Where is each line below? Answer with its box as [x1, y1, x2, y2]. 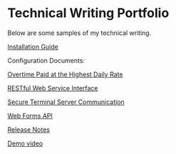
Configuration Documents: [7, 56, 86, 65]
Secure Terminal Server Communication [7, 98, 125, 106]
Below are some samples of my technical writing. [7, 29, 152, 37]
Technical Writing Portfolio [7, 5, 170, 21]
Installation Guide [7, 42, 58, 51]
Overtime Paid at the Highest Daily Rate [7, 70, 123, 78]
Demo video [7, 139, 43, 148]
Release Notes [7, 125, 50, 133]
